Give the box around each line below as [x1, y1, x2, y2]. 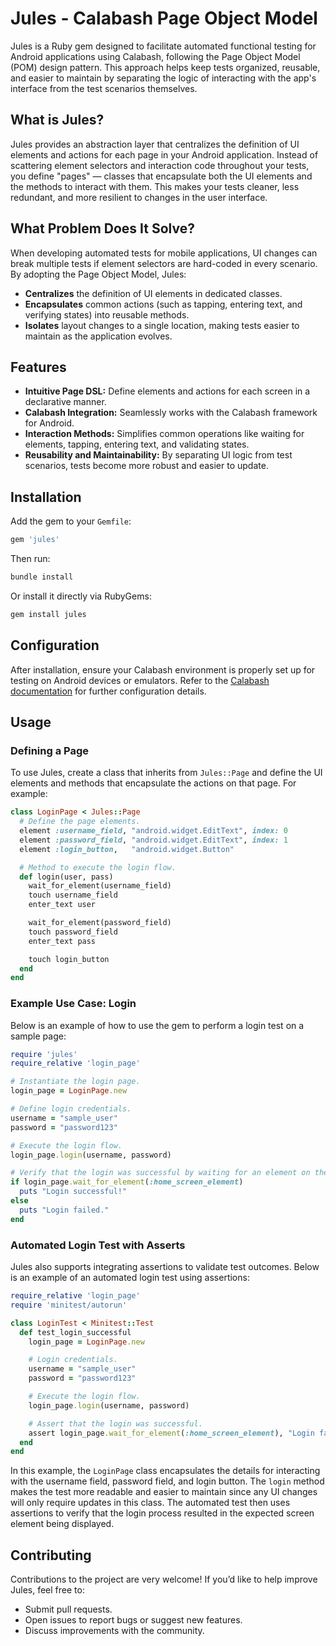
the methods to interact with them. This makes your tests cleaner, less [10, 180, 300, 192]
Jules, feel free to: [10, 1584, 85, 1596]
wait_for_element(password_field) [28, 918, 172, 928]
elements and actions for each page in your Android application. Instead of [10, 148, 319, 161]
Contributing [10, 1547, 92, 1564]
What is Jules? [10, 112, 105, 129]
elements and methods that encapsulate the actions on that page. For [10, 777, 297, 789]
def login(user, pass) [19, 872, 114, 882]
